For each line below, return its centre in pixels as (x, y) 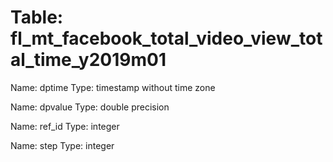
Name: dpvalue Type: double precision (90, 107)
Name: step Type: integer (62, 145)
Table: (37, 17)
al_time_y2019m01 (88, 60)
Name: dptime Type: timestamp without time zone (113, 87)
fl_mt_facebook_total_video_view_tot (166, 38)
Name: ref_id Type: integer (65, 126)
